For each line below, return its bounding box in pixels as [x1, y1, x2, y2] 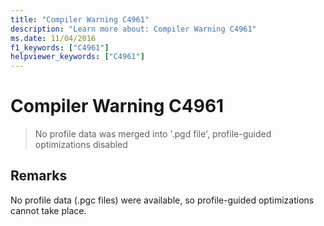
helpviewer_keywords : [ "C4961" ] [10, 52, 145, 62]
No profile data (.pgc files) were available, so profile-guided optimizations [10, 194, 315, 206]
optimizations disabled [34, 139, 128, 151]
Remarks [10, 167, 68, 185]
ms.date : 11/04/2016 [10, 33, 97, 43]
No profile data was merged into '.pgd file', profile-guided [34, 128, 272, 140]
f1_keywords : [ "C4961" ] [10, 42, 110, 53]
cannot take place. [10, 204, 87, 216]
